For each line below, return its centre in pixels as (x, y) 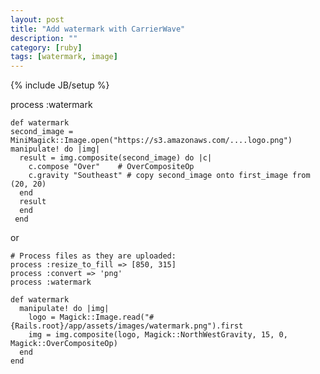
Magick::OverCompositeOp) (64, 344)
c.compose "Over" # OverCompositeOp (111, 167)
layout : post (37, 19)
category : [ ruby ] (46, 47)
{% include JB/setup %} (60, 85)
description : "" (44, 38)
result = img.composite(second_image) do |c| (116, 158)
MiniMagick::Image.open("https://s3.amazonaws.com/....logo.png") (151, 141)
